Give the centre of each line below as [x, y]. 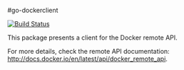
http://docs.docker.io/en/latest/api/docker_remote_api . [87, 59]
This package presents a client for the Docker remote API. [93, 37]
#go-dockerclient [33, 10]
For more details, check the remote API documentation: [88, 51]
